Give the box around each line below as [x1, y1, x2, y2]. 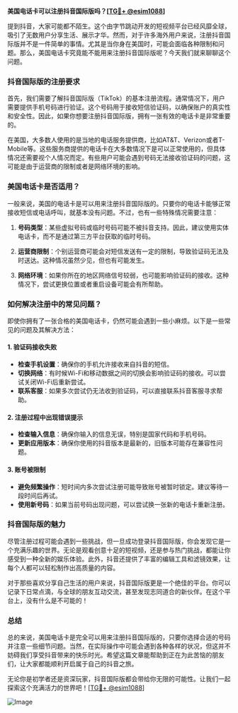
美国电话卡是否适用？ [7, 182, 80, 192]
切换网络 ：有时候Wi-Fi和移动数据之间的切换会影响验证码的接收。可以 [17, 369, 220, 377]
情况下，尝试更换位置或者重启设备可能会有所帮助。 [17, 280, 167, 288]
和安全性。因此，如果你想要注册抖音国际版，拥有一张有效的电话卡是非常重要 [7, 112, 231, 120]
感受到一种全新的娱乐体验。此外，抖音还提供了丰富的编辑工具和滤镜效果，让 [7, 554, 231, 563]
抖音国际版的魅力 [7, 520, 66, 530]
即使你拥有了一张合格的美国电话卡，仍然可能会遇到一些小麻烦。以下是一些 [7, 316, 225, 325]
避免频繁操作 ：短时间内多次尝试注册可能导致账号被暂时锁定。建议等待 [17, 482, 223, 491]
